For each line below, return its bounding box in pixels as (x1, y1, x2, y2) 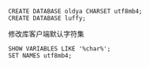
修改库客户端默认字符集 (8, 29, 84, 39)
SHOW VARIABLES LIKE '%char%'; (8, 45, 111, 53)
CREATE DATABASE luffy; (8, 14, 87, 22)
